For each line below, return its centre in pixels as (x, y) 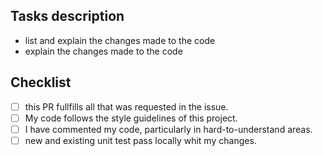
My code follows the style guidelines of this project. (131, 118)
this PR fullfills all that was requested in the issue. (126, 106)
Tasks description (67, 16)
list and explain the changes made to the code (120, 40)
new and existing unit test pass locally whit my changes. (140, 140)
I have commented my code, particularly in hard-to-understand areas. (168, 129)
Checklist (41, 82)
